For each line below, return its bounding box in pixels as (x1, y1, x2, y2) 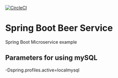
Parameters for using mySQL (5, 53, 98, 62)
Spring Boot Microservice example (5, 39, 77, 45)
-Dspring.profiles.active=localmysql (5, 67, 80, 73)
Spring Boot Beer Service (5, 23, 113, 34)
